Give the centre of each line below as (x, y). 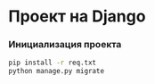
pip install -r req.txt (53, 63)
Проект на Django (77, 17)
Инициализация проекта (65, 45)
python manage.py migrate (56, 71)
